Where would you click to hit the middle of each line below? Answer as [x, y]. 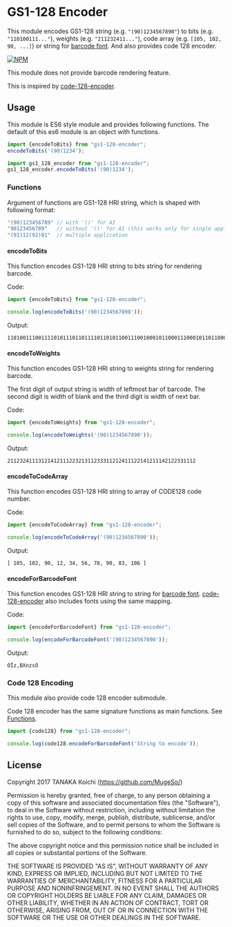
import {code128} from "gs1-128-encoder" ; [69, 732]
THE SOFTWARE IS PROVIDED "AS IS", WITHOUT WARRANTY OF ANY [108, 866]
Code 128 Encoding [40, 682]
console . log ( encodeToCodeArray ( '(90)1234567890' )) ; [83, 537]
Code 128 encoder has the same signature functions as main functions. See [115, 711]
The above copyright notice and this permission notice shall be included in [113, 845]
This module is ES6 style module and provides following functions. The [108, 124]
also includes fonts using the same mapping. [109, 601]
